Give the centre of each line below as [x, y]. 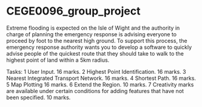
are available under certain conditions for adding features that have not [95, 91]
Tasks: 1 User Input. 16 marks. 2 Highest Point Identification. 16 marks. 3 [96, 71]
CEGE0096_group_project [73, 11]
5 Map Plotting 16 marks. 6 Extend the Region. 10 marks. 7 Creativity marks [100, 84]
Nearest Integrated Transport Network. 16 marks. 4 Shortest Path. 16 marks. [101, 78]
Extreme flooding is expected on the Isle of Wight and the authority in [93, 28]
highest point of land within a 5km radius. [58, 60]
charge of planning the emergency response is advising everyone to [92, 34]
